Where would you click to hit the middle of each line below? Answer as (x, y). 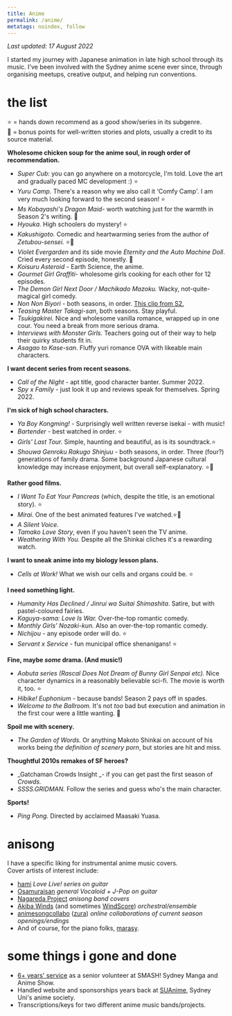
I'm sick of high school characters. (58, 411)
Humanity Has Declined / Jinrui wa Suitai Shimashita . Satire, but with (116, 603)
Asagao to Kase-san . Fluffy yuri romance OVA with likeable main (110, 348)
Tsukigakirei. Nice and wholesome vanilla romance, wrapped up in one (118, 318)
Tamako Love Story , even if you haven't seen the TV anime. (102, 532)
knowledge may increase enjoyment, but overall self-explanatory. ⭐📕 (115, 467)
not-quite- (196, 289)
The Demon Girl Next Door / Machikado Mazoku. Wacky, (98, 289)
